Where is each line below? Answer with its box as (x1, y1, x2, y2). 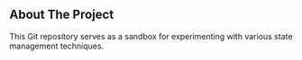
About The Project (9, 7, 114, 22)
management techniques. (9, 40, 105, 51)
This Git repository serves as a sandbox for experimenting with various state (9, 30, 293, 41)
